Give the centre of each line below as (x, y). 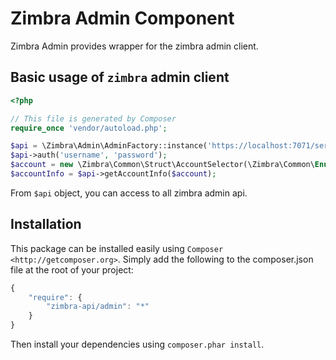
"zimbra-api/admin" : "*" (98, 307)
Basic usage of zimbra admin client (120, 77)
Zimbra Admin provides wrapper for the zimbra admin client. (134, 46)
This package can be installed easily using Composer (117, 248)
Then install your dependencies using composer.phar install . (137, 344)
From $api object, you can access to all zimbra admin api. (129, 193)
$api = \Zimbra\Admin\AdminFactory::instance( (109, 146)
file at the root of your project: (72, 269)
